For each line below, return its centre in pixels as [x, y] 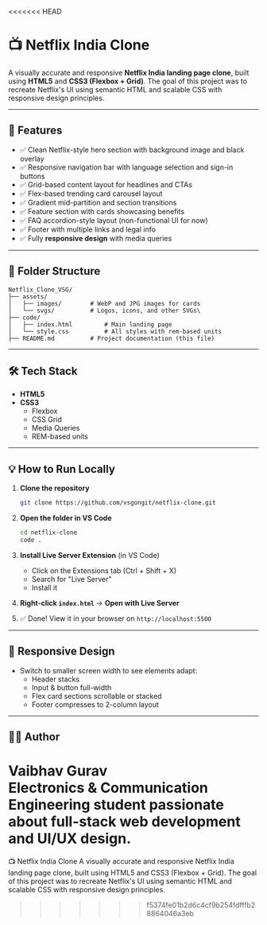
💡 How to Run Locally [62, 469]
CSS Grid [46, 420]
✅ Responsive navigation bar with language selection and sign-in [126, 167]
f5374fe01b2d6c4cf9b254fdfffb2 [201, 905]
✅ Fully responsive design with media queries [96, 238]
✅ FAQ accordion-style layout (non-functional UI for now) [114, 220]
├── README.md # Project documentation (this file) [112, 338]
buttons [32, 176]
